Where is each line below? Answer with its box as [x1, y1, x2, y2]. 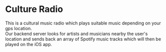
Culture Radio [5, 3, 63, 15]
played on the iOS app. [5, 41, 52, 47]
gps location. [5, 25, 32, 31]
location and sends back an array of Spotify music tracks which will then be [5, 36, 161, 42]
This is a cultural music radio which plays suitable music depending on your [5, 20, 161, 26]
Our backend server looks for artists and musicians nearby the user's [5, 30, 148, 36]
